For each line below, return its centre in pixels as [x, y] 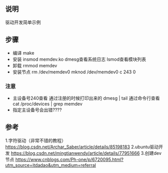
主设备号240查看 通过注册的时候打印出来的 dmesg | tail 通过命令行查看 [86, 98]
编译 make [23, 53]
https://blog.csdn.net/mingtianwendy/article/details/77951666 [75, 153]
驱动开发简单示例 [23, 22]
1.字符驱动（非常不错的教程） [36, 140]
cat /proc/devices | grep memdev [47, 104]
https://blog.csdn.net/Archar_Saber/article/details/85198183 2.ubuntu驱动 [82, 147]
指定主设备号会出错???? [37, 110]
